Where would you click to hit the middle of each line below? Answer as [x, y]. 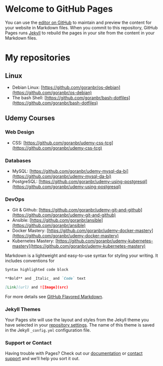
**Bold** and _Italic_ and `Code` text [45, 279]
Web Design [20, 132]
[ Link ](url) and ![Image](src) [37, 287]
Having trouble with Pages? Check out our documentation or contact [74, 353]
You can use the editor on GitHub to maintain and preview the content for [78, 22]
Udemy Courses [30, 118]
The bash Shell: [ [29, 97]
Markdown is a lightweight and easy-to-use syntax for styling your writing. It [81, 256]
